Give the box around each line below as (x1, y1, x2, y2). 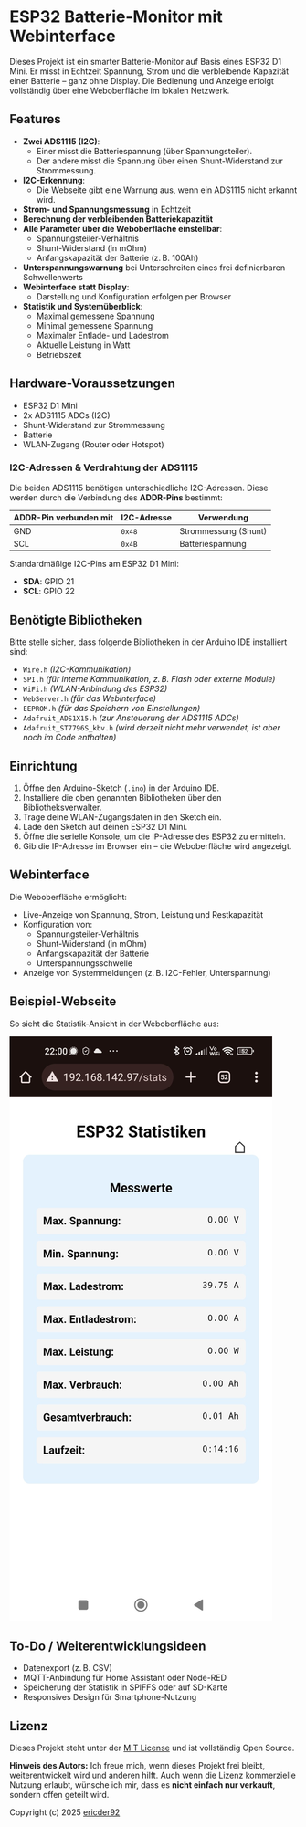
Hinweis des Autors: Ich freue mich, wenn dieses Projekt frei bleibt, (9, 1760, 266, 1771)
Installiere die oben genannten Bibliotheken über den (22, 792, 222, 803)
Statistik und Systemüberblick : (22, 300, 143, 311)
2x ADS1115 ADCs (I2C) (22, 409, 111, 421)
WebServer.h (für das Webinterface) (22, 693, 157, 704)
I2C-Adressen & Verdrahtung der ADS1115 (9, 461, 199, 474)
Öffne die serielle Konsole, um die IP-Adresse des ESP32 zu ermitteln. (22, 831, 286, 842)
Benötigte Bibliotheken (9, 612, 142, 627)
